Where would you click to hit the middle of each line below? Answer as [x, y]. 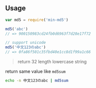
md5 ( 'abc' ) [17, 29]
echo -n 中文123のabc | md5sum [37, 81]
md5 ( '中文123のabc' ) [26, 47]
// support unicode [26, 43]
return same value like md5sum [36, 71]
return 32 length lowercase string [52, 62]
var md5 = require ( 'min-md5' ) [37, 20]
